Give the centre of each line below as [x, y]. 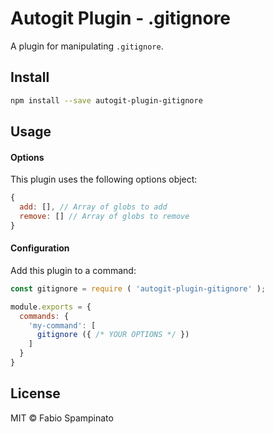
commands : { [44, 316]
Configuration [40, 248]
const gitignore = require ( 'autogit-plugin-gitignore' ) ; [138, 288]
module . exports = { [51, 307]
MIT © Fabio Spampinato [62, 418]
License [35, 393]
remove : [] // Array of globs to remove [104, 216]
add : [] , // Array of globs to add [93, 207]
